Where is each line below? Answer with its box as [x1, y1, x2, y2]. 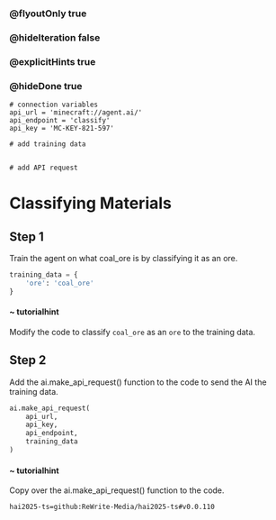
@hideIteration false [9, 31, 101, 43]
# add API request [9, 163, 78, 173]
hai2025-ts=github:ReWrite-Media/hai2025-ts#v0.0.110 [9, 503, 216, 512]
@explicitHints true [9, 55, 96, 68]
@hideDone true [9, 79, 83, 92]
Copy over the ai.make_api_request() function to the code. [9, 485, 225, 496]
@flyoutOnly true [9, 7, 87, 20]
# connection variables [9, 100, 99, 110]
